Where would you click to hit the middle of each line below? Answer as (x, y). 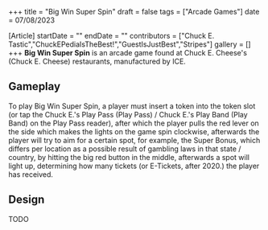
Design (27, 200)
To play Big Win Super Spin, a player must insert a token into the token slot (132, 106)
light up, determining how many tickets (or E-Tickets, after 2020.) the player (134, 166)
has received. (31, 174)
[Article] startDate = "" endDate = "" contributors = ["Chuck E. (111, 36)
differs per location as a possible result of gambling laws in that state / (125, 149)
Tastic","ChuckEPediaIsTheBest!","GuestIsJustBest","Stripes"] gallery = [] (130, 44)
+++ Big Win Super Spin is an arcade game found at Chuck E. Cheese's (128, 53)
